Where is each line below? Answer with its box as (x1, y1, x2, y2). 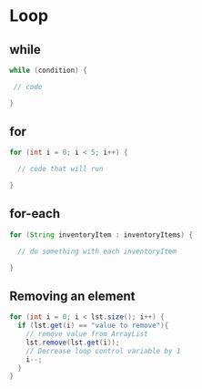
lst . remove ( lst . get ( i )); (25, 338, 120, 347)
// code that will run (17, 165, 104, 174)
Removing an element (9, 288, 136, 303)
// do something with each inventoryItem (17, 247, 177, 256)
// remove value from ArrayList (25, 330, 148, 339)
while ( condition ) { (9, 66, 88, 75)
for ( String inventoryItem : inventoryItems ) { (9, 230, 194, 240)
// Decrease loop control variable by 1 (25, 346, 181, 355)
